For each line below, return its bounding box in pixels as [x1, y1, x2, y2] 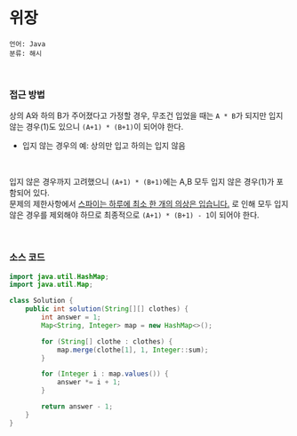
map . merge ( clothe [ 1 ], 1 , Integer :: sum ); [56, 345, 209, 354]
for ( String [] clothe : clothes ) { [41, 337, 173, 346]
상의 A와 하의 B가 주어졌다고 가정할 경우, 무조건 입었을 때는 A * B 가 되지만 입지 [9, 110, 284, 121]
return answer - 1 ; [41, 402, 114, 411]
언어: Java [9, 39, 46, 49]
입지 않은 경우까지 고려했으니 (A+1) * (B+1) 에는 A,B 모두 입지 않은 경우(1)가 [9, 177, 275, 187]
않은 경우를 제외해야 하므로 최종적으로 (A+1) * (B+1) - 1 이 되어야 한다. [9, 210, 260, 220]
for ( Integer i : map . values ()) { [41, 369, 169, 378]
